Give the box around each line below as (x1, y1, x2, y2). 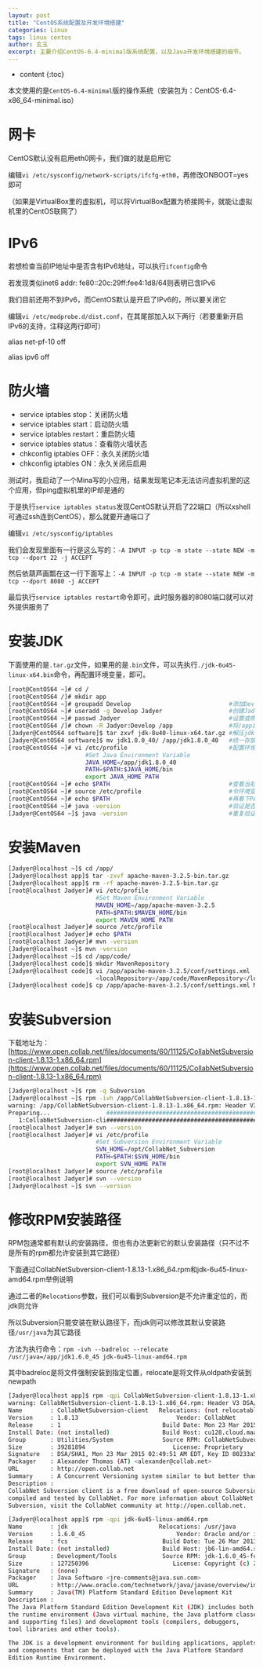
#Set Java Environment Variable (85, 751, 191, 759)
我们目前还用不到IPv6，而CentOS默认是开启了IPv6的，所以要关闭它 (8, 294, 227, 304)
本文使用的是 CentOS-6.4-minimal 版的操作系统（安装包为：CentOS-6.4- (8, 86, 236, 95)
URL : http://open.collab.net (8, 1465, 135, 1473)
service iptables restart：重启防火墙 (19, 429, 135, 438)
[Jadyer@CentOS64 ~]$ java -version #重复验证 (8, 810, 256, 818)
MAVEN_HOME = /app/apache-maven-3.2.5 (95, 901, 215, 909)
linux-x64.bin (8, 671, 55, 679)
